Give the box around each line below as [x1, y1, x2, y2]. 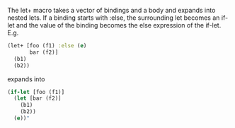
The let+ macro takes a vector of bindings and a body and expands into [7, 6, 216, 14]
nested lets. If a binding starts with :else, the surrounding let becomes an [7, 13, 220, 22]
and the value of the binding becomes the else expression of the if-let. [16, 21, 222, 29]
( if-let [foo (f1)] [7, 88, 65, 95]
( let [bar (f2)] [13, 95, 62, 102]
